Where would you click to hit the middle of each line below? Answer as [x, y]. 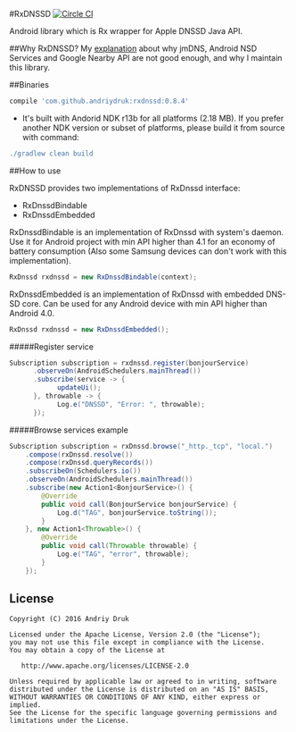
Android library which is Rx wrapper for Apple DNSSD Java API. [126, 31]
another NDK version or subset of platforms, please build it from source [153, 127]
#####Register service [51, 346]
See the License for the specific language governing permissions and [143, 713]
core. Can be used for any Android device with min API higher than [144, 303]
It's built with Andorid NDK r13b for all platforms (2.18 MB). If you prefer [153, 118]
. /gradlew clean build [51, 153]
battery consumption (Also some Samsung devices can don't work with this [148, 251]
